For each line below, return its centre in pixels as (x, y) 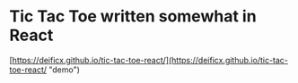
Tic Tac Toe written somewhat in (133, 17)
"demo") (65, 70)
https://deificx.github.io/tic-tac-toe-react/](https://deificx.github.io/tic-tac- (150, 60)
